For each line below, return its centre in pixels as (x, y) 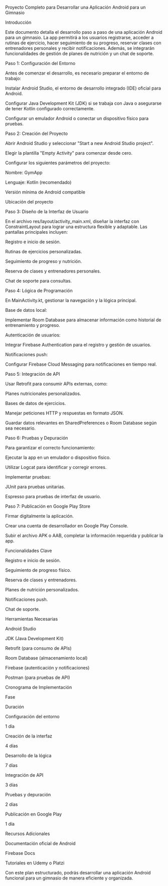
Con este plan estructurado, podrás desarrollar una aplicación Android (78, 873)
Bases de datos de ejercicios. (36, 403)
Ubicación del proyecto (29, 202)
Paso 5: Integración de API (33, 374)
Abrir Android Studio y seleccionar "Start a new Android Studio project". (79, 143)
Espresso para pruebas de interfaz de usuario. (53, 496)
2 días (12, 804)
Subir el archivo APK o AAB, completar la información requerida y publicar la (84, 535)
